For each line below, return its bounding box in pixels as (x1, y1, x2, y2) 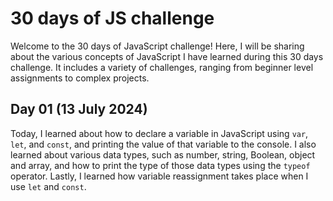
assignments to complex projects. (10, 72, 150, 84)
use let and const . (10, 180, 87, 192)
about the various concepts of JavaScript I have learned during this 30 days (10, 50, 324, 62)
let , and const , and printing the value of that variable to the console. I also (10, 138, 317, 150)
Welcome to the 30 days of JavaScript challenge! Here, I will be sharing (10, 40, 305, 52)
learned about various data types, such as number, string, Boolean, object (10, 148, 316, 161)
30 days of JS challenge (10, 7, 215, 30)
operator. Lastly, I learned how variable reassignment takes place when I (10, 170, 309, 182)
